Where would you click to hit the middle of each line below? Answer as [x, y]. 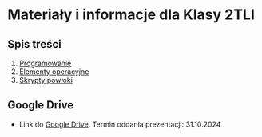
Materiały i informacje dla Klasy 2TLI [131, 15]
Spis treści [34, 44]
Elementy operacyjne [54, 72]
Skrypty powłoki [46, 80]
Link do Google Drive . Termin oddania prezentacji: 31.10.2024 [120, 124]
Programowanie [45, 63]
